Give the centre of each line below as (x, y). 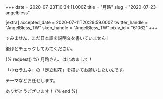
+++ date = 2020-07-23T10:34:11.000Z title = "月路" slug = (66, 7)
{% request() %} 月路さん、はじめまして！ (49, 59)
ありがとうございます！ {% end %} (41, 91)
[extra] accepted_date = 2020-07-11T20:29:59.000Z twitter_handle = (77, 22)
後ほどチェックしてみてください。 (40, 49)
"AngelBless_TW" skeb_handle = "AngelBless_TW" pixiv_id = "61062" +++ (81, 28)
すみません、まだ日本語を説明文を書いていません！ (58, 38)
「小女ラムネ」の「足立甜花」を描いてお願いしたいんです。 (66, 70)
